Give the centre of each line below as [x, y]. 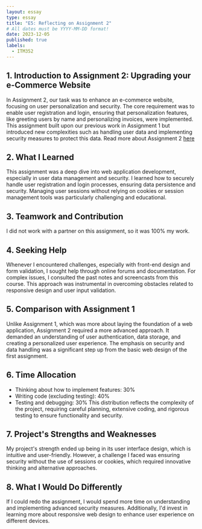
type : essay [21, 18]
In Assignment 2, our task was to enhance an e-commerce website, [90, 100]
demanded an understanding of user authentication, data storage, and [93, 337]
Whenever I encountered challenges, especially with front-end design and [98, 264]
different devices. [28, 521]
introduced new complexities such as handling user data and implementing [99, 132]
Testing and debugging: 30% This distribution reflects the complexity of [104, 402]
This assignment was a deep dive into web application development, [91, 172]
